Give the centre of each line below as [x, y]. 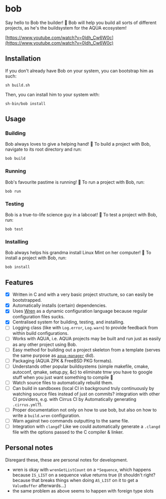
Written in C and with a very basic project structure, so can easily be [83, 295]
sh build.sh [17, 85]
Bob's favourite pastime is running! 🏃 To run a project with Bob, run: [75, 182]
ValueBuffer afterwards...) [39, 485]
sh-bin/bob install [25, 104]
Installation [23, 59]
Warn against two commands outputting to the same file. [71, 420]
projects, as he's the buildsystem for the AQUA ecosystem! [66, 28]
